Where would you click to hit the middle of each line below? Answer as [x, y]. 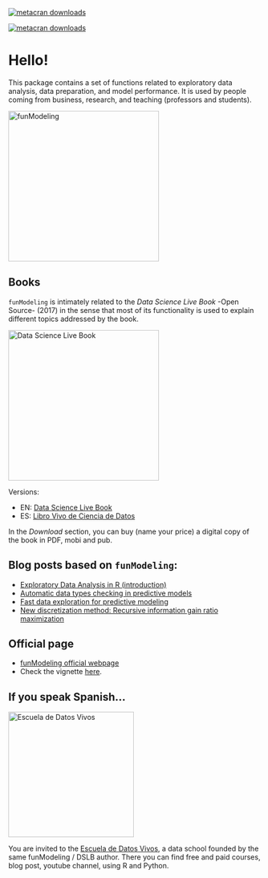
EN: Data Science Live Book [66, 507]
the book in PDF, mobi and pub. [60, 540]
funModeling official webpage [69, 663]
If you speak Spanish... [67, 697]
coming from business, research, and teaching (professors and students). [130, 100]
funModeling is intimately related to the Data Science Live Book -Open [124, 302]
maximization [42, 619]
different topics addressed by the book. [73, 319]
